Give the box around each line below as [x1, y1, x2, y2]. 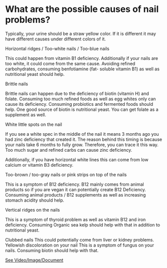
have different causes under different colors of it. [5, 36, 106, 42]
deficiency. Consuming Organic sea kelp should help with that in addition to [5, 222, 161, 228]
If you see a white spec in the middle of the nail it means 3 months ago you [5, 131, 160, 137]
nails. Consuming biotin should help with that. [5, 247, 99, 253]
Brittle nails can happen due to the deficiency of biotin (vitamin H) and [5, 90, 149, 96]
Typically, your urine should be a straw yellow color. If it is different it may [5, 30, 156, 36]
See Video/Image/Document [5, 257, 64, 263]
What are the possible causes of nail [5, 3, 159, 15]
